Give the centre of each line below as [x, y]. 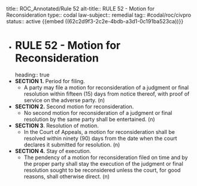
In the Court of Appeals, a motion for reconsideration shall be [99, 132]
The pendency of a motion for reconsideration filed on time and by [106, 157]
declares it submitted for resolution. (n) [72, 144]
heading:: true [32, 75]
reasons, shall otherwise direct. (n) [66, 176]
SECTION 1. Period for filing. [50, 81]
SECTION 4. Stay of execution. [53, 151]
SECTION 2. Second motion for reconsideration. [74, 106]
